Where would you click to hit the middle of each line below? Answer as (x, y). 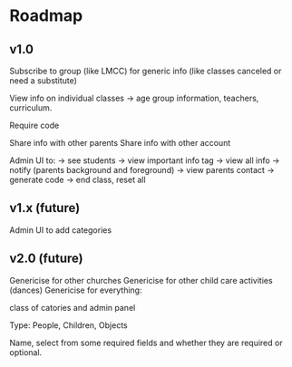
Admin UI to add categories (60, 230)
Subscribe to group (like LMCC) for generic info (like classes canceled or (146, 71)
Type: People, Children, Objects (69, 325)
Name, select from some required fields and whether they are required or (146, 343)
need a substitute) (43, 81)
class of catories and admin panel (73, 307)
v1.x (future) (45, 208)
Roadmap (46, 16)
